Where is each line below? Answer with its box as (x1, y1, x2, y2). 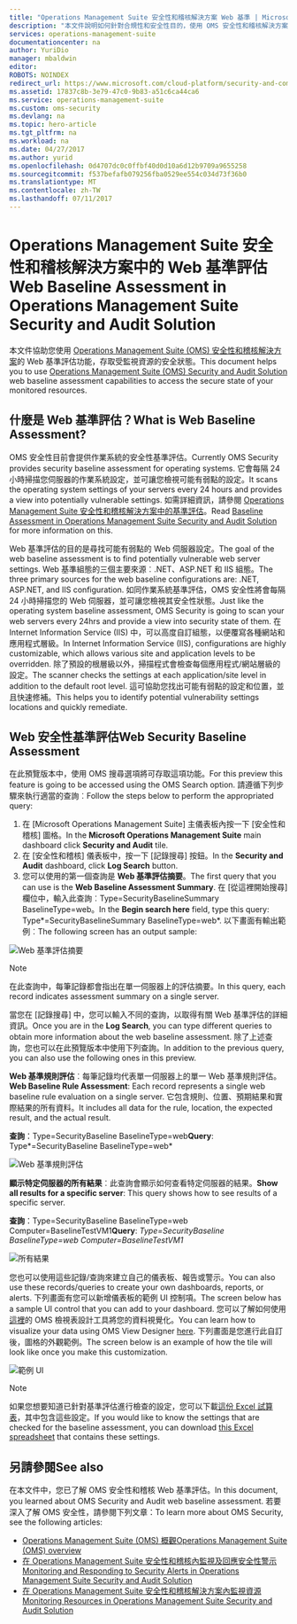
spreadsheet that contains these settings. (9, 1432, 161, 1442)
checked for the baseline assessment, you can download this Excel (9, 1422, 254, 1433)
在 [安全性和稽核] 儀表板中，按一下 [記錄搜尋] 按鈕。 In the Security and (21, 850, 284, 861)
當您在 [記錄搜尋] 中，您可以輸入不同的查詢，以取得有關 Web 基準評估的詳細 (9, 1010, 288, 1020)
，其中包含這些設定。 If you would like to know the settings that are (17, 1412, 260, 1423)
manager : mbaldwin (9, 54, 77, 63)
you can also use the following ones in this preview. (9, 1052, 197, 1064)
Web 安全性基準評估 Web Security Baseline (9, 730, 247, 745)
